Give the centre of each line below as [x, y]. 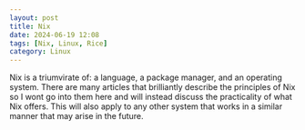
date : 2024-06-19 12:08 [55, 35]
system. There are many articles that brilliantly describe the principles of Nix [152, 87]
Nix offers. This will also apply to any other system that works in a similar [146, 106]
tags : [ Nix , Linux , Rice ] [58, 43]
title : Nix [30, 26]
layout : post [34, 18]
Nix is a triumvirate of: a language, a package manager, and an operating [146, 77]
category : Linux [40, 52]
